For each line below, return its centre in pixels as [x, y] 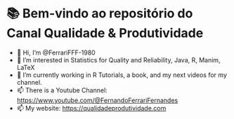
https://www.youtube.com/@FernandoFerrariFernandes [97, 100]
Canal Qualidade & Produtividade [105, 33]
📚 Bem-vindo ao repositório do [100, 14]
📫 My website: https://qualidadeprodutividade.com [91, 108]
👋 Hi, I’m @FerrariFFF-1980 [56, 52]
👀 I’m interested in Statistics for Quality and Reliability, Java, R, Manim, [118, 59]
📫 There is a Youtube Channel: [62, 90]
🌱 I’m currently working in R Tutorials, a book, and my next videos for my [122, 75]
